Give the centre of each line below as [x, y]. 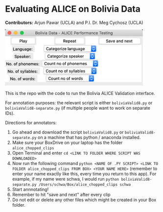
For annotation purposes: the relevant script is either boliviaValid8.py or [79, 103]
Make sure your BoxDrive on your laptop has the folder [67, 142]
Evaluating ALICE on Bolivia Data [73, 9]
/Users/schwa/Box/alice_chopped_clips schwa [85, 185]
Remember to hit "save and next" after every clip [61, 195]
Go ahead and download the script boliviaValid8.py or [68, 132]
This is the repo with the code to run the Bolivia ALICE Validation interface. [80, 94]
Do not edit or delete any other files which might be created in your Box [84, 200]
